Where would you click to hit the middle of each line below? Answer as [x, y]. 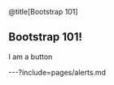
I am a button [31, 57]
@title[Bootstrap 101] [44, 12]
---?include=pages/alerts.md [57, 72]
